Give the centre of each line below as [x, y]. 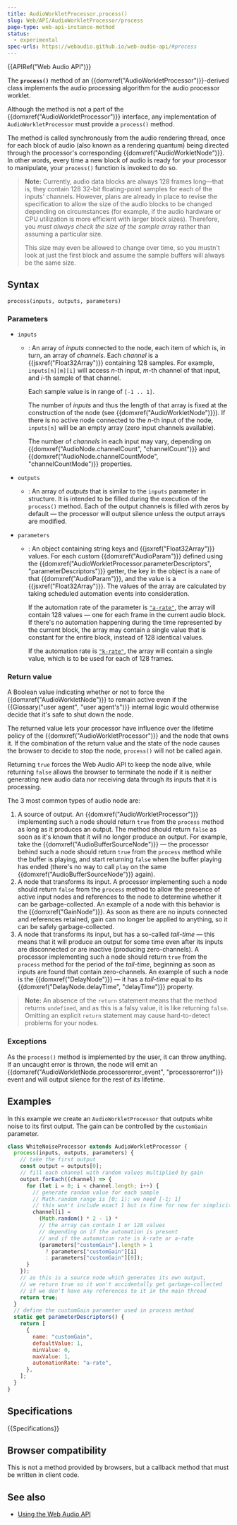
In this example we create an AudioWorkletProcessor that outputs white [110, 1118]
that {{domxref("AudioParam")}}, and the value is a [102, 579]
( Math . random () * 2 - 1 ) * [78, 1219]
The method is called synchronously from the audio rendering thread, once [116, 138]
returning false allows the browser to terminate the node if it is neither [109, 772]
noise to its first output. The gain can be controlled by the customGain [108, 1126]
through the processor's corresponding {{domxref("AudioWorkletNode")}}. [116, 153]
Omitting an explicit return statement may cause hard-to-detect [117, 1016]
